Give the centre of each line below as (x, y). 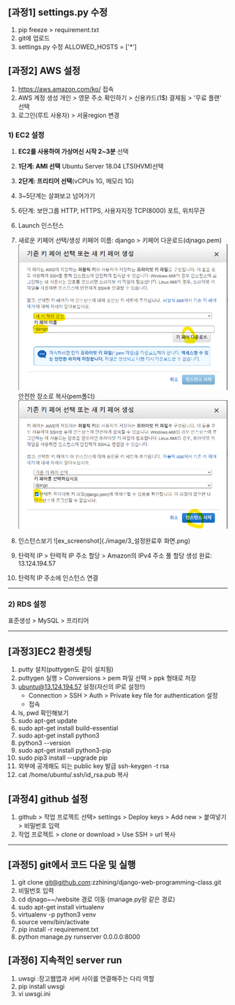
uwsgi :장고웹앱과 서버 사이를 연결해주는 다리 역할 (86, 979)
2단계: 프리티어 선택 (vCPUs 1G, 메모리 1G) (76, 181)
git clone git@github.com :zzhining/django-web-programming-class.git (120, 882)
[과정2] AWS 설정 (44, 71)
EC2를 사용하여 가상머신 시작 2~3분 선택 (73, 151)
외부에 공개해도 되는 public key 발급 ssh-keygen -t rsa (93, 766)
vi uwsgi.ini (34, 994)
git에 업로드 (34, 38)
